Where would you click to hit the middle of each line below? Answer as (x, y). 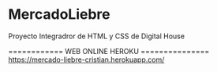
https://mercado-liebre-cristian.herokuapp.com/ (86, 59)
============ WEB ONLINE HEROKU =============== (109, 51)
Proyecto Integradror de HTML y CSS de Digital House (97, 36)
